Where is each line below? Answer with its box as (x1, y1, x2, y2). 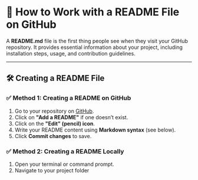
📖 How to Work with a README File (6, 5, 180, 19)
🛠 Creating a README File (6, 73, 105, 83)
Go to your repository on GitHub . (14, 107, 94, 114)
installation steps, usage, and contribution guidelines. (6, 50, 136, 57)
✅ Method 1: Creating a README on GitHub (6, 94, 131, 102)
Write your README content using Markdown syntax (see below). (14, 126, 176, 133)
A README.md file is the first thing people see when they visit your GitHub (6, 37, 189, 44)
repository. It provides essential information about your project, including (6, 44, 183, 51)
